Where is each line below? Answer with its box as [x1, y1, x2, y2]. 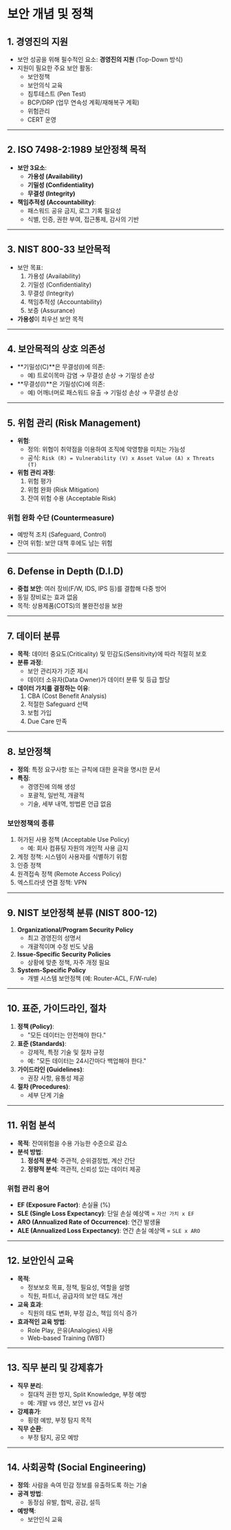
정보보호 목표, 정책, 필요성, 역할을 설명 [27, 1283, 131, 1291]
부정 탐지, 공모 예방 [27, 1433, 79, 1441]
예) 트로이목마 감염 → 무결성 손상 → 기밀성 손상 [27, 371, 155, 380]
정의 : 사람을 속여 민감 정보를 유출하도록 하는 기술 [16, 1481, 148, 1489]
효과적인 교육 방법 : [16, 1318, 67, 1326]
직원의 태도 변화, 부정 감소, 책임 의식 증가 [27, 1309, 137, 1317]
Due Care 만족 [27, 717, 67, 725]
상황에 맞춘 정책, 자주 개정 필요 [27, 959, 110, 967]
